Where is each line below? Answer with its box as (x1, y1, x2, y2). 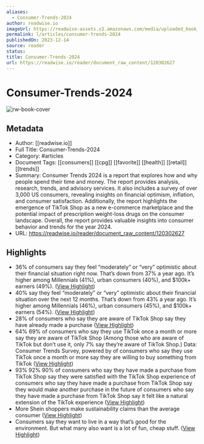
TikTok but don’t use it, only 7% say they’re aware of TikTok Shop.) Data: (15, 341, 197, 348)
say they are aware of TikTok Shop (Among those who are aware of (15, 334, 184, 341)
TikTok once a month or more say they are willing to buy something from (15, 354, 197, 361)
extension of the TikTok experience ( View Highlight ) (15, 399, 145, 406)
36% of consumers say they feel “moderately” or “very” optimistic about (15, 263, 197, 271)
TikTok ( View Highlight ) (15, 360, 74, 368)
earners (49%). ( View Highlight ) (15, 283, 95, 290)
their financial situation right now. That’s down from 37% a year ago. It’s (15, 270, 195, 277)
